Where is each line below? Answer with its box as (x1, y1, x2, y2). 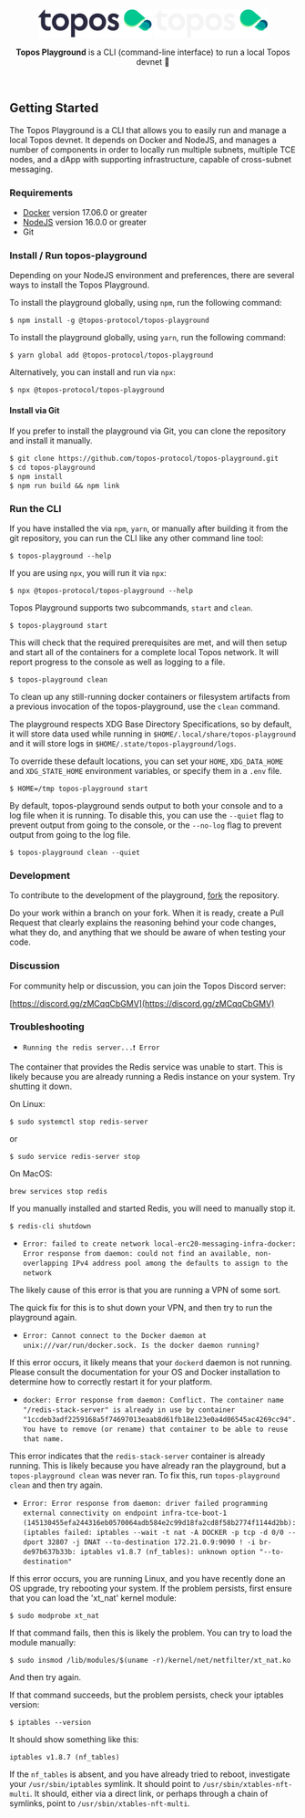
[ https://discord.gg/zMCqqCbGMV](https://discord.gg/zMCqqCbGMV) (9, 998, 275, 1008)
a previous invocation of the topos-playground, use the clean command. (9, 701, 280, 712)
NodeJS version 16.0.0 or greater (22, 217, 147, 228)
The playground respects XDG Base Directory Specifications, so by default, (9, 718, 292, 729)
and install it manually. (9, 434, 93, 445)
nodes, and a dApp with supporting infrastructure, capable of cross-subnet (9, 153, 292, 164)
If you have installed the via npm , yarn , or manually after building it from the (9, 523, 289, 534)
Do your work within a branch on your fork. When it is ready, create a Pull (9, 907, 284, 919)
